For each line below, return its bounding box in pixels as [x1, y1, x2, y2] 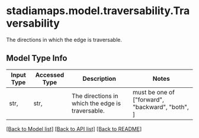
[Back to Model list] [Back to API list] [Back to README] [6, 125, 142, 132]
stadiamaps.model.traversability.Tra [6, 4, 190, 18]
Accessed [35, 71, 65, 79]
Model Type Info [6, 53, 68, 63]
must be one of [132, 88, 175, 96]
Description [82, 74, 117, 83]
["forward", [132, 96, 165, 104]
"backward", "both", [132, 103, 190, 111]
